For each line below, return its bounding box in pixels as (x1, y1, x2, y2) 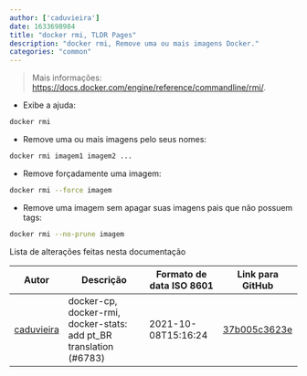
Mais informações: (31, 72, 102, 83)
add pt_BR (68, 329, 112, 341)
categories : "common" (9, 47, 92, 57)
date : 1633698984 (9, 22, 76, 31)
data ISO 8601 (149, 279, 214, 292)
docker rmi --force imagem (9, 185, 112, 194)
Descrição (81, 273, 128, 286)
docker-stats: (68, 317, 128, 329)
